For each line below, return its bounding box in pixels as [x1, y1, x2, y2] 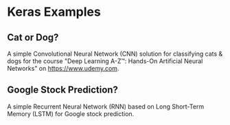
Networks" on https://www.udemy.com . [7, 65, 119, 72]
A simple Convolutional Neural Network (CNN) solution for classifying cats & [7, 49, 223, 58]
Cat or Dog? [7, 32, 59, 43]
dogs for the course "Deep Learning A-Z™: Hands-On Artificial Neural [7, 57, 203, 65]
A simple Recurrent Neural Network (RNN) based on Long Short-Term [7, 102, 205, 111]
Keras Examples [7, 4, 101, 20]
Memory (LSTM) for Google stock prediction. [7, 109, 135, 117]
